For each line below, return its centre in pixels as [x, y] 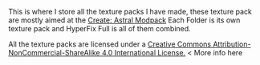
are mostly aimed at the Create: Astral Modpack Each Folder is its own [124, 20]
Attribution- [232, 44]
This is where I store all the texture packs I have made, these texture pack [130, 12]
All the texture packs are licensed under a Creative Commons [110, 44]
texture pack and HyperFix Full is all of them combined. [100, 28]
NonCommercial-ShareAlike [54, 53]
